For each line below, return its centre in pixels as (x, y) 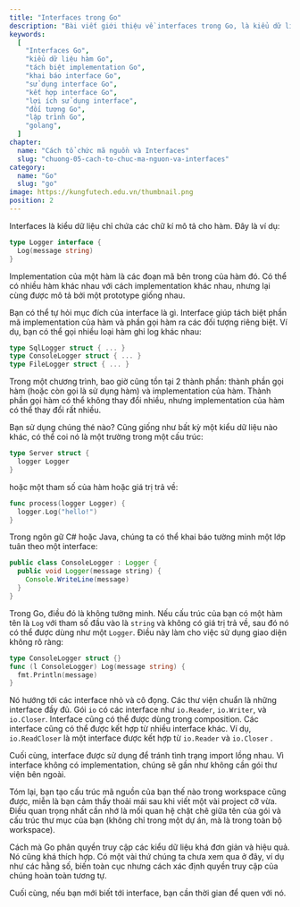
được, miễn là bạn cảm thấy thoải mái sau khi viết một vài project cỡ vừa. (143, 801)
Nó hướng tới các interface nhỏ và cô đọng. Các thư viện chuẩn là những (143, 700)
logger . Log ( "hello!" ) (58, 512)
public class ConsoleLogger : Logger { (83, 563)
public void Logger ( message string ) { (90, 572)
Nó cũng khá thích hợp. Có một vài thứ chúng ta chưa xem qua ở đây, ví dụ (147, 857)
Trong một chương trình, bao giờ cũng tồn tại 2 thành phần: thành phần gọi (146, 382)
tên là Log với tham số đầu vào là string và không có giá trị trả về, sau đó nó (149, 623)
